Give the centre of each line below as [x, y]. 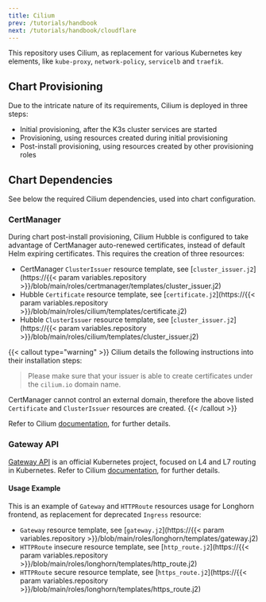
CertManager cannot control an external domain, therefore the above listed [131, 400]
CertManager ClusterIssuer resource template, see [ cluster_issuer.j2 [137, 269]
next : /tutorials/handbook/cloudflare [72, 30]
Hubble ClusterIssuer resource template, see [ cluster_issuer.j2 [127, 320]
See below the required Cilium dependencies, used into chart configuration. [132, 199]
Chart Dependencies [61, 180]
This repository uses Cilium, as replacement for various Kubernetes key [125, 53]
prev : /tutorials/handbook [53, 23]
